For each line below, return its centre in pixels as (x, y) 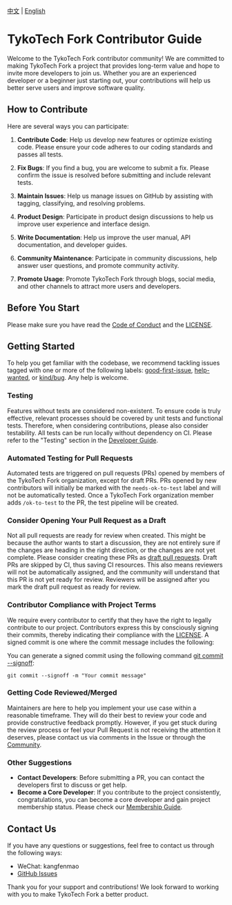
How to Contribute (48, 110)
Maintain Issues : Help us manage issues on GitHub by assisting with (115, 196)
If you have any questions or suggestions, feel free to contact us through (111, 845)
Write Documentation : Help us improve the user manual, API (104, 237)
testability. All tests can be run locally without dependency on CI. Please (110, 432)
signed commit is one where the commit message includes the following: (111, 642)
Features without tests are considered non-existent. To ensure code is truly (114, 410)
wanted (18, 378)
